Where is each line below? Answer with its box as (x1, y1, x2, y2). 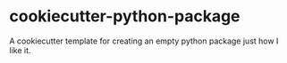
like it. (9, 44, 31, 55)
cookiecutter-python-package (9, 6, 241, 27)
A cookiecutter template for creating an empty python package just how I (9, 35, 279, 46)
